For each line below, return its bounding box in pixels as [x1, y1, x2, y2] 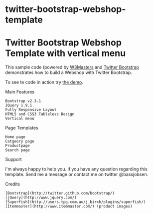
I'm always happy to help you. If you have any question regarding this [5, 166, 148, 172]
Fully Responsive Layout [5, 107, 57, 112]
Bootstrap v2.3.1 [5, 98, 41, 103]
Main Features [5, 89, 35, 95]
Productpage [5, 143, 30, 148]
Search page [5, 147, 30, 153]
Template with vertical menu [5, 47, 126, 59]
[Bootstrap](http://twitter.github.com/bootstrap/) [5, 191, 115, 196]
